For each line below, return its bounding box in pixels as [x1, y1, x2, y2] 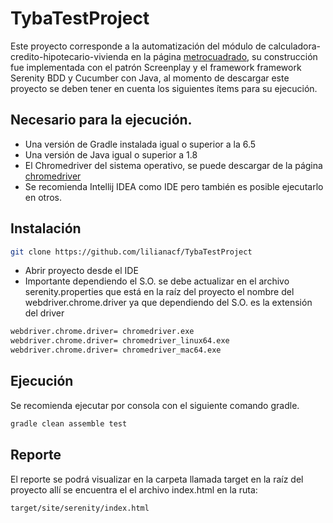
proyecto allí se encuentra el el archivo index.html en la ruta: [10, 483, 258, 496]
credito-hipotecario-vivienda [10, 50, 129, 62]
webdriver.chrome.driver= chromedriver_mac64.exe [10, 345, 222, 356]
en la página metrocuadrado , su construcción [130, 50, 318, 62]
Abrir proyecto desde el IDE [24, 265, 139, 277]
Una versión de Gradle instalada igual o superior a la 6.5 [24, 138, 257, 150]
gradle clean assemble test [10, 418, 128, 429]
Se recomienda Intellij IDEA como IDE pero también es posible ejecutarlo [24, 180, 324, 192]
